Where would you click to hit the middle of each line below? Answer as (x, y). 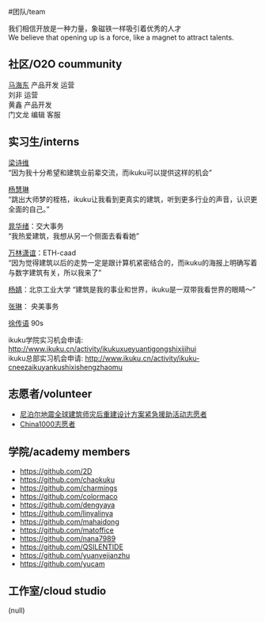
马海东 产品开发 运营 (42, 85)
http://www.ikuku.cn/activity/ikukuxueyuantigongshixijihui (102, 349)
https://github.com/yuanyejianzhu (75, 555)
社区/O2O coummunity (65, 65)
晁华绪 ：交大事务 (36, 226)
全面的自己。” (29, 209)
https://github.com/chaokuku (67, 480)
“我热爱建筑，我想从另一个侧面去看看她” (74, 235)
